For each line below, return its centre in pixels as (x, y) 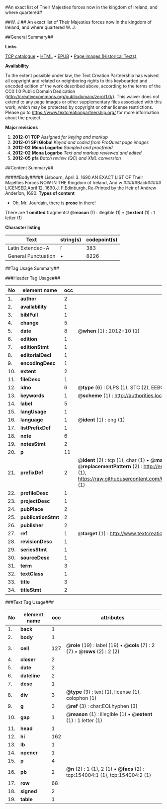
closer (28, 659)
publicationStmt (40, 517)
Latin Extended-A (29, 248)
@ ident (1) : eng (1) (101, 420)
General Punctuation (32, 256)
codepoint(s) (102, 240)
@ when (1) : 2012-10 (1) (109, 331)
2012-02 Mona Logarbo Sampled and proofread (62, 148)
